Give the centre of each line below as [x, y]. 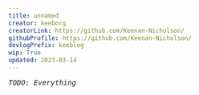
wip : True [25, 53]
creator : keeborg [37, 23]
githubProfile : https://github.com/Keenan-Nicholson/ [100, 38]
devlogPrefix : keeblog [46, 46]
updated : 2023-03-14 [43, 61]
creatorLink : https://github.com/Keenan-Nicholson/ [96, 30]
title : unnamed [34, 16]
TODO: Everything [42, 82]
